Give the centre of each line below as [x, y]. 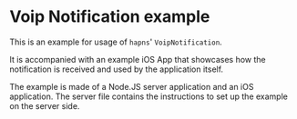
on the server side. [45, 105]
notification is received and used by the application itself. [117, 69]
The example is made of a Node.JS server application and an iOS [132, 86]
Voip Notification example [110, 17]
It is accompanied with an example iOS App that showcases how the [138, 59]
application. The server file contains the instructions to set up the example [149, 96]
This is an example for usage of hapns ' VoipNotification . [116, 42]
